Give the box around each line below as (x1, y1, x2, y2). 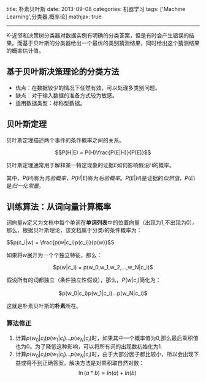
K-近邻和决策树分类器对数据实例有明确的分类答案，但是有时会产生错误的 (6, 32, 189, 39)
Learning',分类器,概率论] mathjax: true (6, 13, 102, 20)
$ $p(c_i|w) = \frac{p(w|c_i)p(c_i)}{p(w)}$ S (6, 239, 115, 246)
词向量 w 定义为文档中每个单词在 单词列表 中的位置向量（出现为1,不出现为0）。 (6, 219, 198, 227)
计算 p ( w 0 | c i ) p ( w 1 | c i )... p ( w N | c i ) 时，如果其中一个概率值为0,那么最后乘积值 (15, 334, 199, 343)
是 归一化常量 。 (6, 182, 44, 189)
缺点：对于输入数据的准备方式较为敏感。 (15, 91, 118, 99)
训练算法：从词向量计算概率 (6, 201, 112, 212)
